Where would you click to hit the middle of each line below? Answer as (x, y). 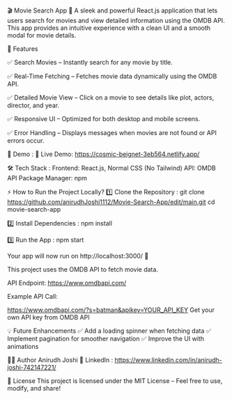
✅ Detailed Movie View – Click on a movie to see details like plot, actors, (111, 97)
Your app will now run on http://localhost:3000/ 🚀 (78, 256)
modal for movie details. (42, 35)
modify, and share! (34, 388)
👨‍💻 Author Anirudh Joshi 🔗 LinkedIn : (60, 360)
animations (23, 346)
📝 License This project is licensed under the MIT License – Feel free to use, (115, 381)
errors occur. (26, 141)
